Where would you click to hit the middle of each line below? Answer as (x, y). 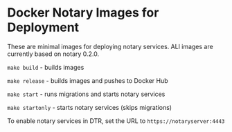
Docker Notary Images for (83, 13)
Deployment (43, 27)
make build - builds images (46, 67)
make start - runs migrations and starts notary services (86, 94)
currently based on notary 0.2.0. (53, 54)
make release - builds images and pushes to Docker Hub (88, 80)
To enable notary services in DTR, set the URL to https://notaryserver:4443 (116, 121)
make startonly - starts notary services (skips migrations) (89, 107)
